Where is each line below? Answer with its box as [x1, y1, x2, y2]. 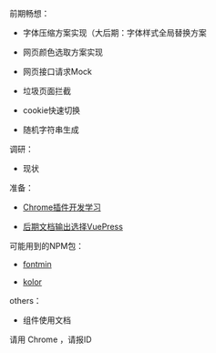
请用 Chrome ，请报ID [9, 334, 93, 345]
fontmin [22, 259, 52, 269]
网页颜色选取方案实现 [22, 47, 103, 57]
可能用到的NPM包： [9, 241, 85, 251]
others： [9, 296, 43, 306]
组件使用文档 [22, 315, 71, 326]
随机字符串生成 [22, 124, 79, 135]
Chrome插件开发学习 [22, 202, 102, 213]
